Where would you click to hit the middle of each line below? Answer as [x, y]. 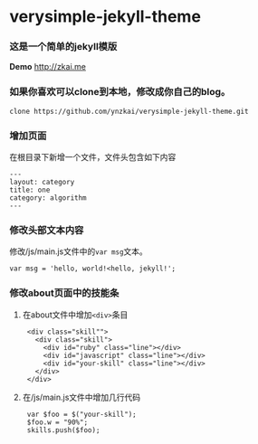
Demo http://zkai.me [48, 67]
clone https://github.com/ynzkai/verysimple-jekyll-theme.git [129, 111]
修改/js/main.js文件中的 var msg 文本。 [78, 251]
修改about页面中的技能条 [64, 293]
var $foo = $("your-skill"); [82, 414]
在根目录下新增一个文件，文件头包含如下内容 [93, 157]
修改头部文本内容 [47, 230]
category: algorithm [48, 198]
